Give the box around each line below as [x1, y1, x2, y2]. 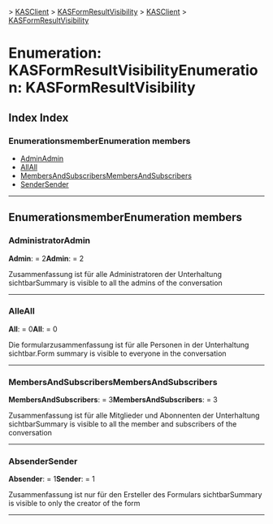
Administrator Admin [8, 235, 91, 246]
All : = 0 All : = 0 [8, 324, 58, 334]
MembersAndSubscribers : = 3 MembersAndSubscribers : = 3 [8, 395, 218, 405]
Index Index [8, 110, 69, 124]
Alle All [8, 305, 35, 317]
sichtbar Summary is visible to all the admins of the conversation [8, 278, 223, 288]
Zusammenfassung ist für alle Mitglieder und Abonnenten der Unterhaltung [8, 410, 260, 421]
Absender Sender [8, 456, 78, 467]
